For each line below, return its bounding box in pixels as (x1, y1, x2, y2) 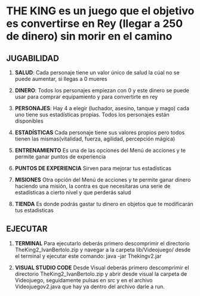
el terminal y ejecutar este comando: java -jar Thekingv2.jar (14, 252, 162, 260)
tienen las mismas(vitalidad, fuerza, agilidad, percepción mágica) (14, 135, 176, 142)
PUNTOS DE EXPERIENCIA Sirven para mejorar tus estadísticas (14, 165, 172, 172)
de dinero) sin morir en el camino (6, 30, 173, 43)
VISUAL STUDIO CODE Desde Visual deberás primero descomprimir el (14, 264, 189, 271)
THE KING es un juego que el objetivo (6, 4, 195, 18)
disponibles (14, 117, 44, 124)
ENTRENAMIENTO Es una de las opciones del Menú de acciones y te (14, 147, 186, 154)
